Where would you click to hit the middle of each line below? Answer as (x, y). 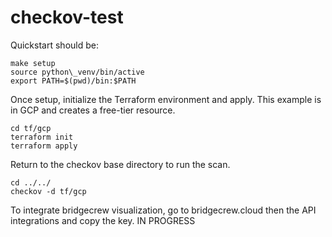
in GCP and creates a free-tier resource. (93, 110)
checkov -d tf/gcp (48, 191)
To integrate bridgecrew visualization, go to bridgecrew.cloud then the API (163, 210)
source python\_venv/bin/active (77, 72)
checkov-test (67, 17)
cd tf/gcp (31, 128)
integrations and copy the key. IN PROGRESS (103, 220)
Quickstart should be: (54, 45)
